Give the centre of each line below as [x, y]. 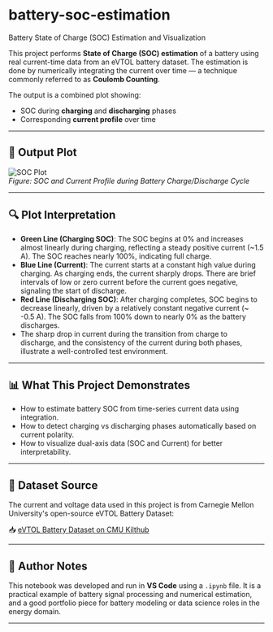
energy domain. [35, 611]
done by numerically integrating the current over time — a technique [123, 70]
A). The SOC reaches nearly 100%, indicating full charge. [116, 256]
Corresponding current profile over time [88, 119]
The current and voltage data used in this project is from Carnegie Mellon [131, 505]
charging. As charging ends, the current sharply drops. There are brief [138, 273]
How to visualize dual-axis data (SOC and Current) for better [121, 443]
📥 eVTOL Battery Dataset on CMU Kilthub [79, 530]
